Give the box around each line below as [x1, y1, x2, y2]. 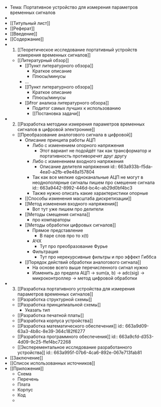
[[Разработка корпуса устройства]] [17, 317, 93, 323]
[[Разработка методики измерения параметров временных [17, 121, 145, 127]
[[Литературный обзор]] [17, 57, 69, 63]
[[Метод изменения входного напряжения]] [24, 201, 118, 206]
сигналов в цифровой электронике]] [17, 126, 95, 132]
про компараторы [32, 217, 71, 222]
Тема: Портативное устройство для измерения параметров [9, 4, 138, 10]
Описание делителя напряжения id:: [39, 163, 117, 169]
